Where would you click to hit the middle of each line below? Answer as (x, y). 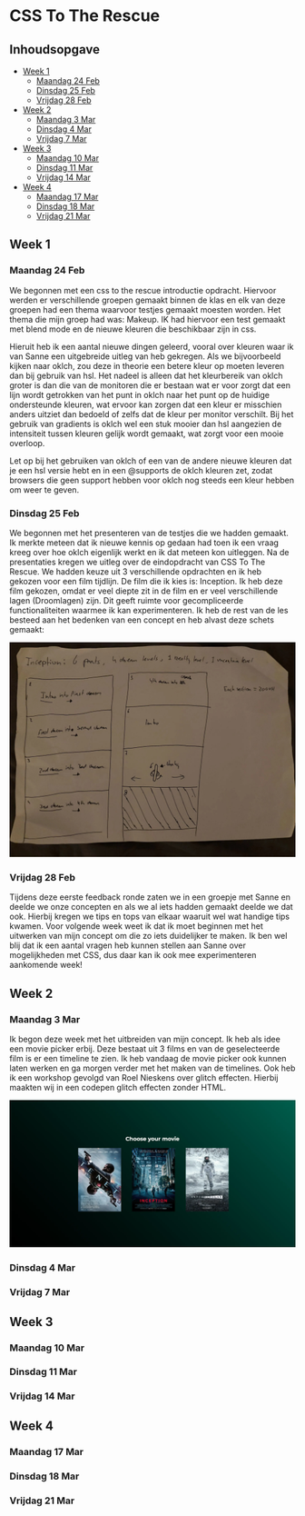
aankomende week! (46, 965)
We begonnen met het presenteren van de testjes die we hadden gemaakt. (149, 533)
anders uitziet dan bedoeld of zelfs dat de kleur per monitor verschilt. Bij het (152, 414)
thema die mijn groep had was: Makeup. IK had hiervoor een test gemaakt (148, 319)
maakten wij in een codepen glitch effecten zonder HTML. (118, 1087)
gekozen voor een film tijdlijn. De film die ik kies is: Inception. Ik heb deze (146, 581)
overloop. (27, 443)
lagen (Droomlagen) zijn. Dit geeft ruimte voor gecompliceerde (126, 600)
